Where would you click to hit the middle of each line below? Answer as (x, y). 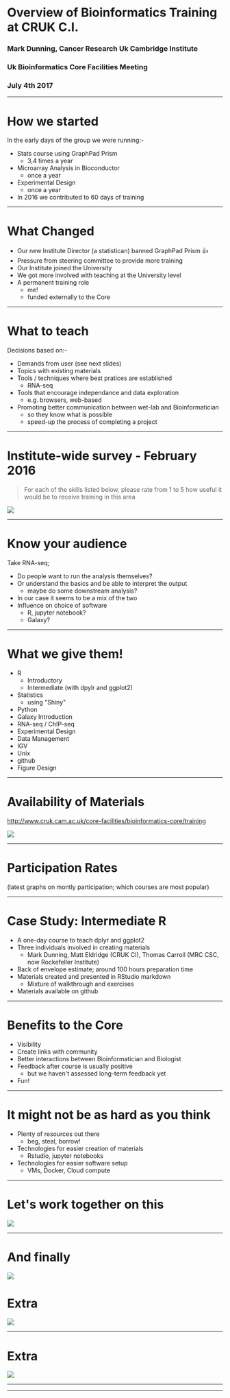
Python (27, 709)
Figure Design (37, 768)
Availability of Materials (76, 802)
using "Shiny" (47, 702)
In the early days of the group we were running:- (76, 140)
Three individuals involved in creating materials (84, 947)
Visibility (29, 1044)
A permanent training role (53, 283)
